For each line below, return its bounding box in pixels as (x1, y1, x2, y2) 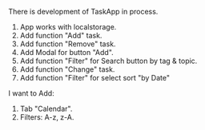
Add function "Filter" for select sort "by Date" (19, 73, 171, 82)
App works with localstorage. (19, 22, 117, 31)
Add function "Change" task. (19, 65, 115, 74)
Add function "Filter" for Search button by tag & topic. (19, 56, 198, 65)
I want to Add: (8, 89, 54, 98)
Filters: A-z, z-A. (19, 112, 74, 122)
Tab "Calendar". (19, 104, 73, 113)
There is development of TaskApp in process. (8, 7, 159, 16)
